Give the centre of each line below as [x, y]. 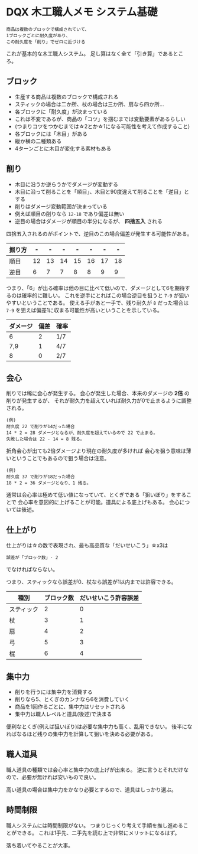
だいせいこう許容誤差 [109, 598]
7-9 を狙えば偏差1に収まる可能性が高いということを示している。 [84, 310]
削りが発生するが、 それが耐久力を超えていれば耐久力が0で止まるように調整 [99, 401]
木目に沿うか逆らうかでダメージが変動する [66, 184]
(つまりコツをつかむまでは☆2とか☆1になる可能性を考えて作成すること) [102, 126]
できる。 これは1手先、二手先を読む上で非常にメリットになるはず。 [98, 833]
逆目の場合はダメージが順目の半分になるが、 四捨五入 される [88, 221]
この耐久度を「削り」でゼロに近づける [46, 42]
